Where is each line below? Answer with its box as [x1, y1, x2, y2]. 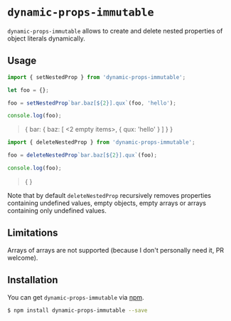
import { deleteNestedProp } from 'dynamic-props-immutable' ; [7, 139, 195, 146]
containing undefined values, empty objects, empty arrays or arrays [7, 199, 206, 207]
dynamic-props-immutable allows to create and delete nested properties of [7, 26, 223, 35]
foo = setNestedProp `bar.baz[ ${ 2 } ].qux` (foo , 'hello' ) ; [7, 99, 176, 107]
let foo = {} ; [7, 86, 50, 94]
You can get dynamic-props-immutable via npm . [7, 293, 144, 301]
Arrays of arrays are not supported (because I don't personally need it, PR [7, 246, 225, 254]
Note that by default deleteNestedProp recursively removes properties [7, 191, 212, 199]
